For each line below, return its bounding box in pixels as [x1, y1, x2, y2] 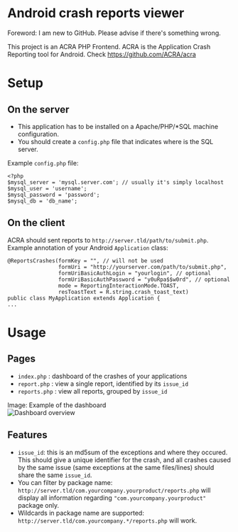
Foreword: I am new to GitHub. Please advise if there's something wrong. [7, 29, 222, 37]
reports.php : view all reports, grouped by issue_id [17, 387, 168, 395]
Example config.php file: [7, 158, 79, 167]
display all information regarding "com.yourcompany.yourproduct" [17, 493, 207, 502]
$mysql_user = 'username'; [7, 185, 87, 192]
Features [7, 429, 48, 441]
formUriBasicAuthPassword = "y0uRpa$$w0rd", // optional [58, 276, 231, 283]
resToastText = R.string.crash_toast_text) [58, 288, 190, 295]
